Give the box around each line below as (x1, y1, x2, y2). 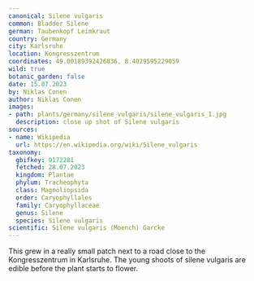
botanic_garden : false (8, 72, 85, 81)
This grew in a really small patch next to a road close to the (8, 246, 205, 257)
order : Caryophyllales (15, 193, 93, 202)
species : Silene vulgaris (15, 217, 104, 225)
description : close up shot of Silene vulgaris (15, 118, 180, 126)
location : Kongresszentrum (8, 50, 100, 58)
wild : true (8, 65, 45, 73)
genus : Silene (15, 209, 63, 217)
